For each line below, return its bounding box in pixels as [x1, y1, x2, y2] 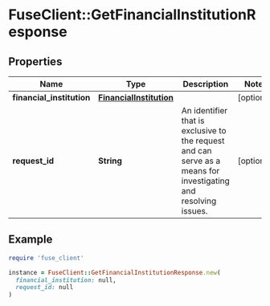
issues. [181, 206, 208, 216]
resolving [181, 195, 217, 206]
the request [181, 135, 225, 146]
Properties [8, 55, 63, 68]
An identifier [181, 105, 228, 116]
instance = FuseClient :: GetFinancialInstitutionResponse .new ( [8, 268, 221, 276]
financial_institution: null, [15, 275, 117, 284]
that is [181, 115, 205, 126]
